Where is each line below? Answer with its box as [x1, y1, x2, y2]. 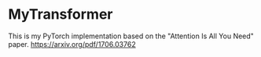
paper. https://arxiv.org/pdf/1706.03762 [8, 39, 136, 48]
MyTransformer [8, 5, 113, 23]
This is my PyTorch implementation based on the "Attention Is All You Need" [8, 31, 254, 41]
